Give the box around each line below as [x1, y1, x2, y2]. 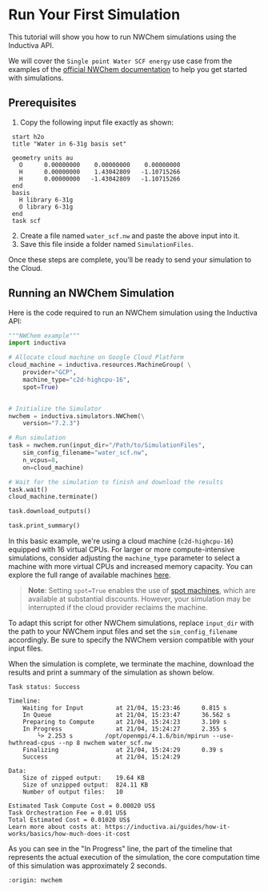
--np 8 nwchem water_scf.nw [58, 739, 152, 747]
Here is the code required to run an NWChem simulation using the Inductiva [8, 308, 258, 317]
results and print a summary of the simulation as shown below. [8, 667, 214, 677]
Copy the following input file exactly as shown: [19, 117, 174, 127]
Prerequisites [8, 96, 77, 110]
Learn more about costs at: [8, 823, 102, 831]
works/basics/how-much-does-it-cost [8, 830, 130, 838]
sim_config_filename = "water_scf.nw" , [22, 449, 149, 457]
